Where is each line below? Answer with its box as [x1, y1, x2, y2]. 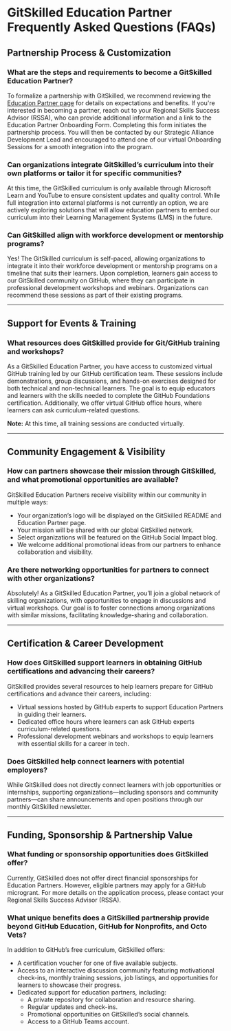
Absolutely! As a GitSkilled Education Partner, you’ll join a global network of [7, 589, 221, 597]
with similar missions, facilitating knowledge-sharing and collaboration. [7, 611, 208, 619]
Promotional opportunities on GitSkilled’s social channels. [27, 1010, 190, 1019]
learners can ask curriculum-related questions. [7, 406, 140, 414]
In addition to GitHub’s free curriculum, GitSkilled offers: [7, 946, 165, 954]
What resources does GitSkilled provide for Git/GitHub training [7, 338, 220, 348]
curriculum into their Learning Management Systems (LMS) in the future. [7, 213, 213, 221]
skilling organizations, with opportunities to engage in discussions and [7, 597, 206, 605]
